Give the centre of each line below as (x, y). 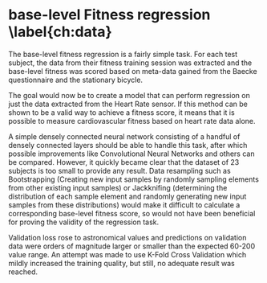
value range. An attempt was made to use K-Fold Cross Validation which (127, 254)
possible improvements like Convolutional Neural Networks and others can (131, 154)
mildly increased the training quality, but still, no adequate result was (121, 263)
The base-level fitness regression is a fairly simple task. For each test (123, 54)
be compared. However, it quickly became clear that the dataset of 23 (124, 162)
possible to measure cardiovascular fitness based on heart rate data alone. (132, 121)
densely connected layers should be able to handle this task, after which (128, 145)
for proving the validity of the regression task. (84, 222)
